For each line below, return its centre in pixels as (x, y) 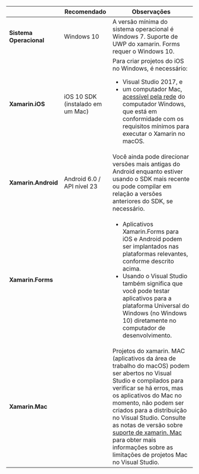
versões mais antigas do (146, 164)
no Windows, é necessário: (150, 69)
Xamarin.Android (33, 182)
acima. (131, 268)
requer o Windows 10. (143, 51)
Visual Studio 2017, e (153, 82)
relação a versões (137, 194)
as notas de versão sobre (147, 425)
